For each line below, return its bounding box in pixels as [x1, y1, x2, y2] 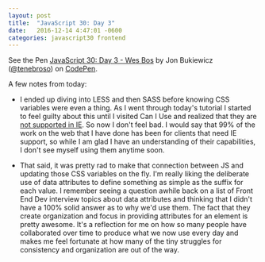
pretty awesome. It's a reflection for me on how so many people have [19, 220, 248, 229]
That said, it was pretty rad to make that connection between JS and [19, 160, 244, 171]
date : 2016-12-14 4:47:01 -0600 [8, 26, 123, 34]
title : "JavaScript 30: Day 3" [8, 19, 115, 27]
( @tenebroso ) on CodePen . [8, 64, 98, 74]
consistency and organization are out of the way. [19, 245, 180, 255]
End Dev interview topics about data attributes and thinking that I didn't [19, 195, 252, 204]
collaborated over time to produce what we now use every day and [19, 228, 239, 238]
